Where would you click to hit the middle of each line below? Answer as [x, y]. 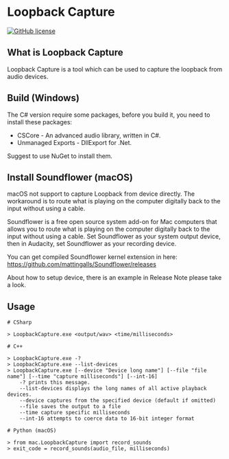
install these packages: [40, 122]
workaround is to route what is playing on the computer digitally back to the [114, 201]
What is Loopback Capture [65, 53]
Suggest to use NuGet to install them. [60, 156]
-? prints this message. [55, 383]
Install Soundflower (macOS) [70, 177]
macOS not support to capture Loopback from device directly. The [101, 194]
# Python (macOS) [32, 431]
